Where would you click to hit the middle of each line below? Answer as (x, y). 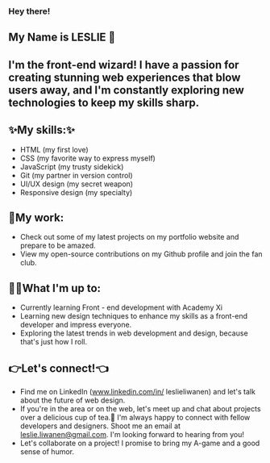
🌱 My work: (36, 217)
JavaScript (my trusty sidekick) (72, 166)
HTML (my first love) (54, 149)
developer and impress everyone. (76, 325)
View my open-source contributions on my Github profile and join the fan (141, 254)
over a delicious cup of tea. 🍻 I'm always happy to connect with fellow (135, 417)
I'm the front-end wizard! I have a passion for (124, 65)
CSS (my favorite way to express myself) (87, 158)
